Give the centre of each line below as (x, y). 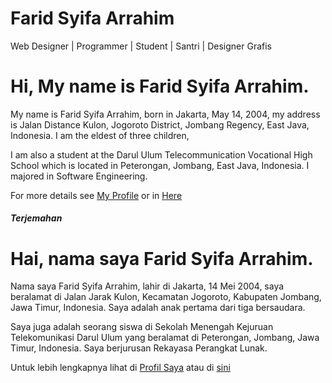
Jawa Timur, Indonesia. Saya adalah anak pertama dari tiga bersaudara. (158, 308)
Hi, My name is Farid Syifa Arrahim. (160, 86)
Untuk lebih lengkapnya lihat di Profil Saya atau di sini (120, 368)
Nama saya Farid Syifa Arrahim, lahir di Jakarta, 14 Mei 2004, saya (147, 286)
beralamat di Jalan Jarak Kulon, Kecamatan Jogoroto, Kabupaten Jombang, (166, 297)
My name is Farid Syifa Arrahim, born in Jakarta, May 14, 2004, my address (165, 114)
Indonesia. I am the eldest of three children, (100, 135)
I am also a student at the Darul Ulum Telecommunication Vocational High (161, 154)
